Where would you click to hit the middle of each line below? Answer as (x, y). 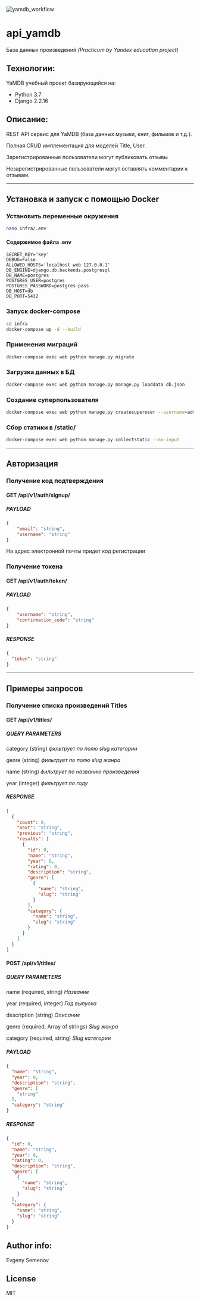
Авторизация (32, 464)
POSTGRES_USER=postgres (36, 281)
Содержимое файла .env (39, 242)
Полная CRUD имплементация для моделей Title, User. (76, 145)
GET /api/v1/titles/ (29, 720)
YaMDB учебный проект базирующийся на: (61, 83)
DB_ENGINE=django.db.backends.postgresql (58, 270)
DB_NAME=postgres (28, 275)
